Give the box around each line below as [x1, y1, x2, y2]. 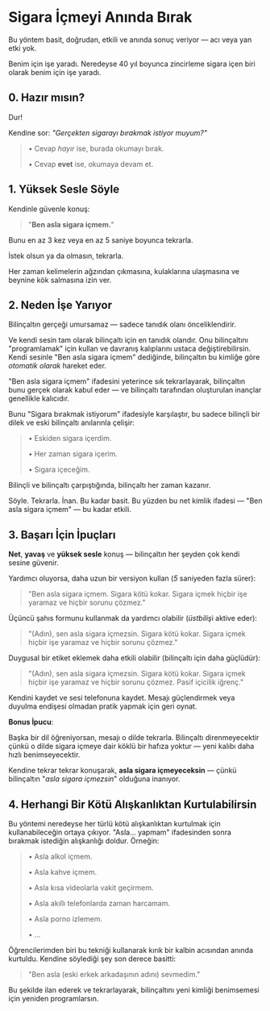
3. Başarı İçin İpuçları [8, 528, 116, 542]
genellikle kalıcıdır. [8, 393, 70, 403]
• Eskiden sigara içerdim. [27, 434, 112, 443]
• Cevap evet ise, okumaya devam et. [27, 159, 154, 168]
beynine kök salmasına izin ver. [8, 275, 112, 285]
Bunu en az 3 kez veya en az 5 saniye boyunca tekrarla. [8, 235, 193, 245]
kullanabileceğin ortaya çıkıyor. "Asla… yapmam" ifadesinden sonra [8, 827, 232, 837]
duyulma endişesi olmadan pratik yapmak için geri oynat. [8, 701, 197, 711]
